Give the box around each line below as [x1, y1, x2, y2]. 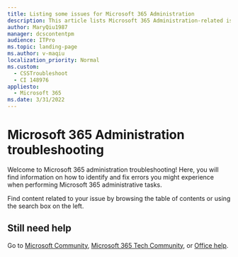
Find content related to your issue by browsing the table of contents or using [7, 194, 231, 202]
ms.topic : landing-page [7, 43, 78, 50]
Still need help [7, 222, 72, 234]
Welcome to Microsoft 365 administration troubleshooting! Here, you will [7, 165, 219, 174]
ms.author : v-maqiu [7, 50, 65, 58]
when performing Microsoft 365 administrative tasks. [7, 180, 163, 189]
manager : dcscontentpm [7, 30, 74, 38]
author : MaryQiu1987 [7, 23, 69, 31]
